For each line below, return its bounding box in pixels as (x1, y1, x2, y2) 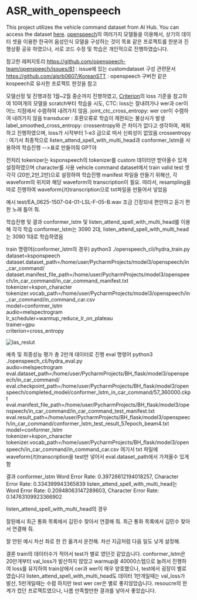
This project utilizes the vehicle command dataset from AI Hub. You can (6, 24, 179, 31)
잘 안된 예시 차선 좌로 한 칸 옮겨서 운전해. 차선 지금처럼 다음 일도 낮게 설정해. (6, 538, 181, 545)
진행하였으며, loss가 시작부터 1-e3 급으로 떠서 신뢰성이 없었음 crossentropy (16, 129, 191, 136)
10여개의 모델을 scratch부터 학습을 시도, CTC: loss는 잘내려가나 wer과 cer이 (12, 100, 189, 107)
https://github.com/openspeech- (46, 58, 126, 65)
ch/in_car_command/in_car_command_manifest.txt (6, 277, 129, 284)
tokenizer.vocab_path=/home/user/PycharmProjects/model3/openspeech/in (6, 290, 191, 297)
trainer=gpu (6, 321, 35, 328)
